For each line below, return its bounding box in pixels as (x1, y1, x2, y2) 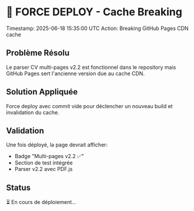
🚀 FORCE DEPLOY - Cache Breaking (6, 5, 182, 19)
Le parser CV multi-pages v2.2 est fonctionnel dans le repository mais (6, 63, 176, 71)
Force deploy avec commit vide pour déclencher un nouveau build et (6, 102, 173, 109)
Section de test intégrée (14, 159, 73, 166)
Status (6, 182, 31, 193)
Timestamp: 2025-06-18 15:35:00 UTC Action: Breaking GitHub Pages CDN (6, 25, 189, 32)
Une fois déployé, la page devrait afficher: (6, 141, 108, 149)
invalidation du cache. (6, 109, 60, 116)
